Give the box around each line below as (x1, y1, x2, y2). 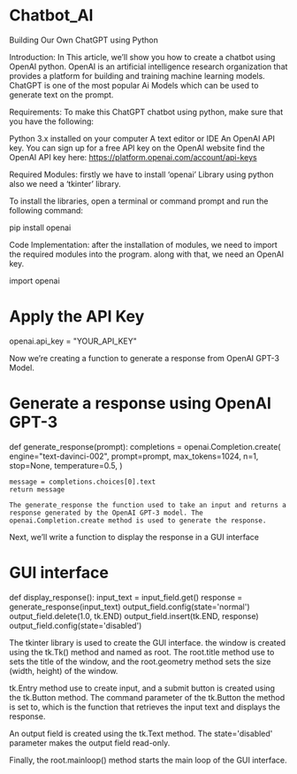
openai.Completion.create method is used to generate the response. (9, 515, 267, 525)
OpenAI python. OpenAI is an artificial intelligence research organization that (9, 61, 288, 72)
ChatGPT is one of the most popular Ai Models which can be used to (9, 80, 259, 90)
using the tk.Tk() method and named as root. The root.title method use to (9, 646, 275, 657)
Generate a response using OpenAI (9, 393, 272, 414)
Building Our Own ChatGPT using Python (9, 35, 159, 45)
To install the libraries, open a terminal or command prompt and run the (9, 196, 269, 206)
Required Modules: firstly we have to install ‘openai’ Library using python (9, 169, 274, 180)
